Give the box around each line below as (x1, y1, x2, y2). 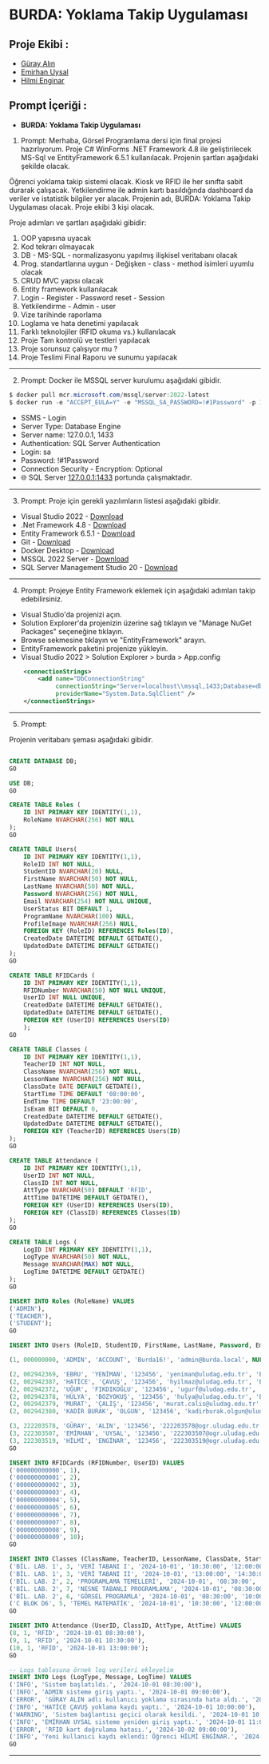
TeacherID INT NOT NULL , (23, 1060, 106, 1068)
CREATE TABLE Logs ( (9, 1238, 78, 1246)
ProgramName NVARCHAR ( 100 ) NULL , (23, 912, 135, 920)
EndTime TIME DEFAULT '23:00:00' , (23, 1097, 138, 1106)
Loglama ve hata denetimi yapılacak (20, 318, 139, 327)
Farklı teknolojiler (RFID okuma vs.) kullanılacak (20, 327, 176, 336)
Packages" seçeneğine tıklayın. (20, 626, 125, 636)
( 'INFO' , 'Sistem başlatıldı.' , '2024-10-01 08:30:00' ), (9, 1681, 203, 1689)
